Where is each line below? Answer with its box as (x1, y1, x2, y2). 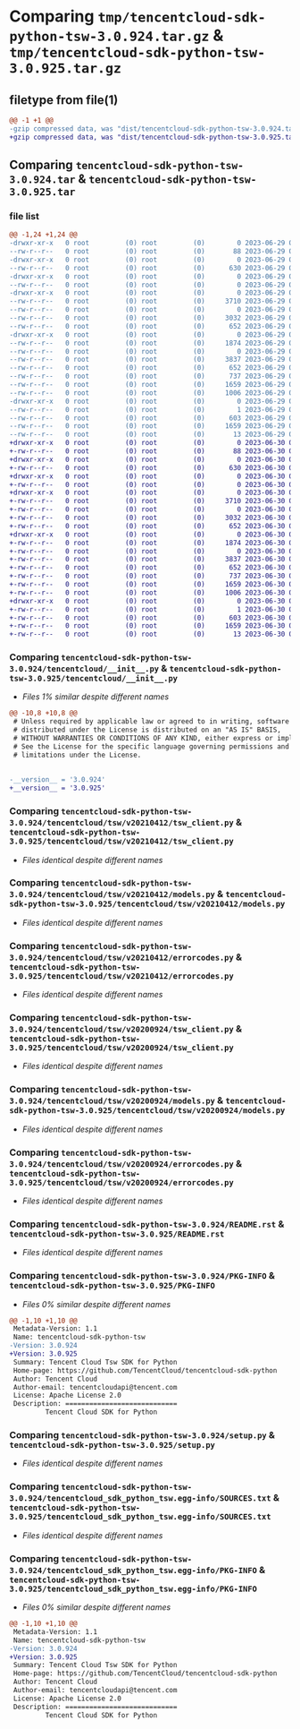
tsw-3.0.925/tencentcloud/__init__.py (9, 673, 179, 684)
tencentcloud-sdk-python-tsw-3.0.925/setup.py (9, 1440, 216, 1451)
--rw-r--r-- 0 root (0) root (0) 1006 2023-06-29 (9, 388, 286, 398)
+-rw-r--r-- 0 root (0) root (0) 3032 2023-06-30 (9, 513, 286, 523)
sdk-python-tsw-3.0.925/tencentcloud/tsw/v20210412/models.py (9, 899, 286, 910)
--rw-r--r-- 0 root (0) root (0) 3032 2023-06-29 (9, 313, 286, 323)
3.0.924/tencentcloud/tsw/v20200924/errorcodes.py (9, 1159, 234, 1169)
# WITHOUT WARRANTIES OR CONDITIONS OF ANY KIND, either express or (12, 734, 274, 743)
